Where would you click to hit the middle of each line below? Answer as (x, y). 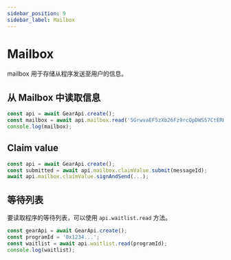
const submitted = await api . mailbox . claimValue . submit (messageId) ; (107, 170)
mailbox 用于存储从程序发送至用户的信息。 (67, 74)
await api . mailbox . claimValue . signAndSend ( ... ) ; (78, 177)
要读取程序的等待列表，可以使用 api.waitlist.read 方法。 (89, 218)
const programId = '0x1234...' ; (53, 237)
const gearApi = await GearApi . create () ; (67, 231)
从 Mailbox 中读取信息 (54, 97)
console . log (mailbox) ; (40, 127)
